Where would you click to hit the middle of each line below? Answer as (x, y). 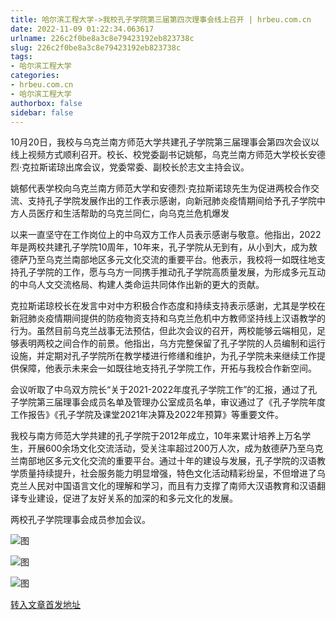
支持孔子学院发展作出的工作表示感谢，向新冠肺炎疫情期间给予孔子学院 (172, 201)
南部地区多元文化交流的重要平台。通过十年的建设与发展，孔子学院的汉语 (167, 461)
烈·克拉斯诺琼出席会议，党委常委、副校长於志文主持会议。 (130, 167)
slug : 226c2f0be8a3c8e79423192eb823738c (96, 47)
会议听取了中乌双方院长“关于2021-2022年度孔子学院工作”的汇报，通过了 (159, 390)
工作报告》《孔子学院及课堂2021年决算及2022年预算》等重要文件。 (147, 415)
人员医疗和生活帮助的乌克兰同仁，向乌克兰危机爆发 (124, 213)
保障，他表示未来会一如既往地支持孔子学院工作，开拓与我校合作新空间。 (167, 368)
